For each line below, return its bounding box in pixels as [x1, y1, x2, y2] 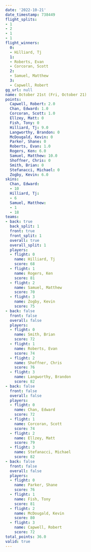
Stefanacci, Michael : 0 [10, 167, 60, 173]
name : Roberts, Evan [14, 346, 58, 351]
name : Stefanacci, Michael [14, 450, 71, 455]
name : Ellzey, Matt [14, 436, 56, 441]
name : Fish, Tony [14, 496, 51, 501]
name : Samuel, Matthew [14, 285, 62, 290]
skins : [5, 177, 19, 182]
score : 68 [14, 262, 35, 267]
